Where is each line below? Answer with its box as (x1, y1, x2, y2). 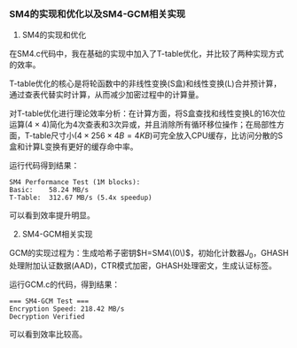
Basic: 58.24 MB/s (9, 186, 90, 195)
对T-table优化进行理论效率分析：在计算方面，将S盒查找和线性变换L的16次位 (9, 108, 286, 119)
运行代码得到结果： (9, 160, 80, 171)
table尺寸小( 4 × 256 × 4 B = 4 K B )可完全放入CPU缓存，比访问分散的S (32, 130, 284, 141)
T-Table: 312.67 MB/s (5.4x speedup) (9, 193, 152, 203)
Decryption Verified (9, 313, 86, 321)
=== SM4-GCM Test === (9, 297, 90, 306)
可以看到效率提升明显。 (9, 210, 95, 220)
